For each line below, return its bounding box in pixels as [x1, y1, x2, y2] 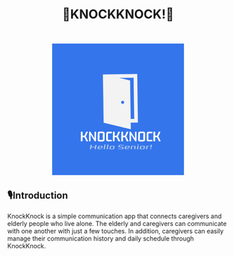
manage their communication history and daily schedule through [7, 234, 195, 243]
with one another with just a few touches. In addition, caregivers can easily [7, 227, 224, 235]
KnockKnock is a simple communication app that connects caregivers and [7, 212, 222, 220]
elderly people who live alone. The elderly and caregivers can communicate [7, 219, 227, 227]
